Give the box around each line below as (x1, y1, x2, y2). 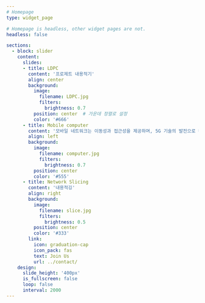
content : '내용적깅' (28, 185, 75, 191)
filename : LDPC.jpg (38, 94, 88, 100)
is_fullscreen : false (22, 276, 78, 282)
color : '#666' (33, 116, 70, 122)
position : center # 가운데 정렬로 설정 (33, 111, 128, 117)
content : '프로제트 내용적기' (28, 71, 95, 77)
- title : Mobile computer (22, 122, 88, 129)
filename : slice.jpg (38, 208, 92, 214)
